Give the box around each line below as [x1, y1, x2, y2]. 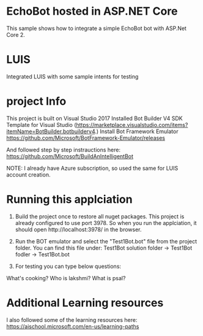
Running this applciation [6, 193, 133, 206]
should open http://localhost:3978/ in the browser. [15, 226, 142, 233]
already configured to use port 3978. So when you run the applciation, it [15, 219, 197, 226]
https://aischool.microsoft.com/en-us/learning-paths [6, 323, 139, 330]
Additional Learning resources [6, 296, 164, 310]
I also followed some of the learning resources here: [6, 316, 138, 323]
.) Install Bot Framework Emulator [94, 128, 179, 135]
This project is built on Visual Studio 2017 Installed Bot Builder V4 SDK [6, 115, 183, 122]
